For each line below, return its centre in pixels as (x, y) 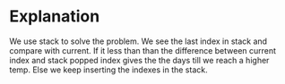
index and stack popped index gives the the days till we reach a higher (139, 60)
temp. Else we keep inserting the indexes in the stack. (108, 70)
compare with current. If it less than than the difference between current (142, 50)
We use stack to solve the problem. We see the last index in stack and (138, 41)
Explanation (55, 17)
